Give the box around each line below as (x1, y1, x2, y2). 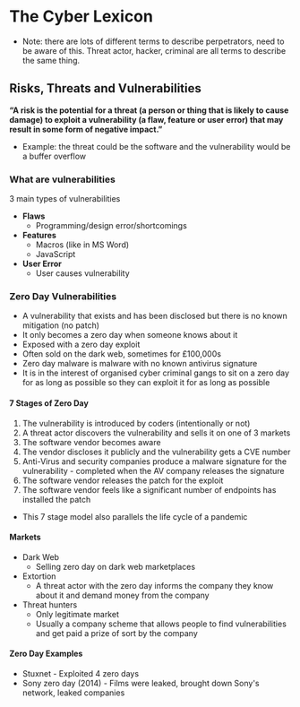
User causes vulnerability (35, 268, 130, 279)
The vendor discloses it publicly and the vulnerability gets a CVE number (21, 446, 291, 457)
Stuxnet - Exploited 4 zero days (21, 668, 140, 678)
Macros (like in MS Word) (35, 239, 130, 250)
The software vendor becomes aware (21, 436, 161, 447)
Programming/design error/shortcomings (35, 220, 188, 231)
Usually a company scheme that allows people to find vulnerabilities (35, 618, 287, 629)
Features (21, 230, 56, 241)
